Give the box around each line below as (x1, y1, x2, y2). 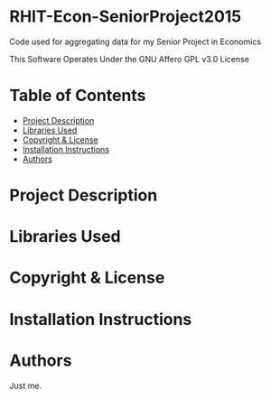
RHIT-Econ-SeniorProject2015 (9, 6, 242, 27)
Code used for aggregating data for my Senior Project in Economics (9, 36, 262, 47)
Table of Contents (9, 86, 146, 106)
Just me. (9, 380, 42, 391)
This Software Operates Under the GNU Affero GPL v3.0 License (9, 53, 250, 64)
